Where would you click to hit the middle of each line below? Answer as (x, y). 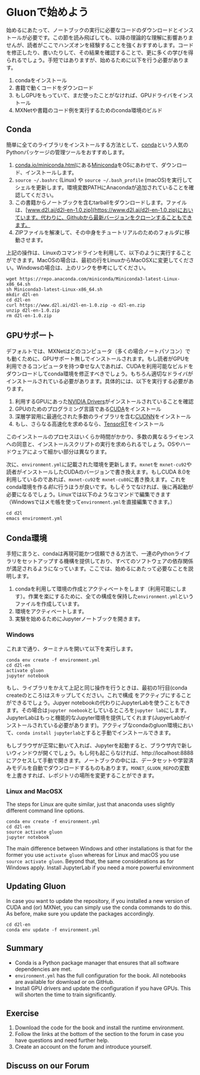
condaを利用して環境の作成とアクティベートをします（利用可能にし (98, 589)
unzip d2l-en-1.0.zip (33, 310)
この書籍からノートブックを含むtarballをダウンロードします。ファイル (101, 202)
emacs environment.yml (34, 518)
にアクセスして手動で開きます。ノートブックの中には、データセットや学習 (97, 760)
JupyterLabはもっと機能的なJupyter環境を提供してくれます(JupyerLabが (96, 718)
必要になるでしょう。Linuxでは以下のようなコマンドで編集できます (89, 494)
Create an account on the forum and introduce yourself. (83, 1047)
